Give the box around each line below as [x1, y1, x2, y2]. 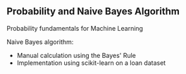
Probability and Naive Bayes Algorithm [6, 6, 180, 17]
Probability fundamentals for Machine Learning [6, 24, 144, 32]
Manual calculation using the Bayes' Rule [16, 51, 137, 59]
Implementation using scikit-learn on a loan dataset [16, 59, 166, 67]
